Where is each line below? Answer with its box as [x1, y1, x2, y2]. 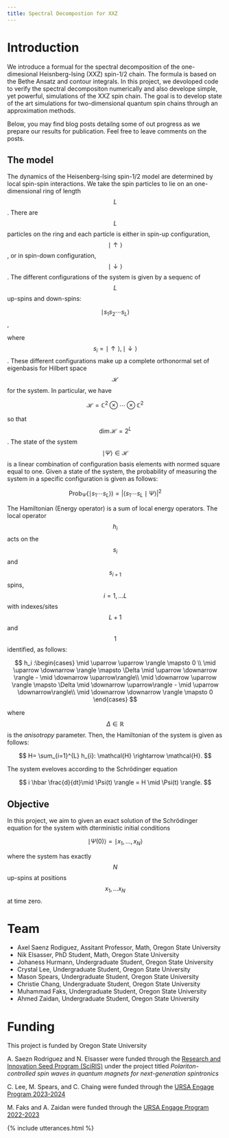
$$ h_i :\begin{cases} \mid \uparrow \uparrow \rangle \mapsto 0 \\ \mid [14, 658, 216, 667]
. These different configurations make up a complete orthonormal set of [7, 356, 210, 365]
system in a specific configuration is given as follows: [7, 475, 158, 483]
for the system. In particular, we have [7, 386, 112, 394]
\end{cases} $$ [93, 696, 138, 704]
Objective [7, 798, 50, 810]
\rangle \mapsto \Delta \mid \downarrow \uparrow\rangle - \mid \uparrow [11, 680, 219, 689]
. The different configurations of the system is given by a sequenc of [7, 273, 201, 281]
